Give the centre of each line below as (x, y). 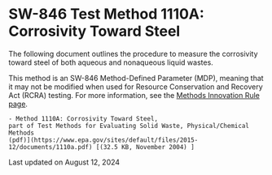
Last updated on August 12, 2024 (64, 162)
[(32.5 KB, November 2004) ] (145, 147)
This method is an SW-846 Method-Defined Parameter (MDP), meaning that (136, 78)
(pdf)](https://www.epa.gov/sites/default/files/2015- (103, 140)
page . (18, 104)
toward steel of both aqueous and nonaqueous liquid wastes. (111, 62)
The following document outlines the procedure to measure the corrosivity (133, 53)
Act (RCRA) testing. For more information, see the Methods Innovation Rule (134, 95)
